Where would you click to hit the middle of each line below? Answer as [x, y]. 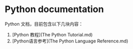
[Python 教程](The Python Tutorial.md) [52, 34]
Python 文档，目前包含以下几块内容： [44, 24]
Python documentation [54, 9]
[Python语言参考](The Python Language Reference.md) [70, 41]
